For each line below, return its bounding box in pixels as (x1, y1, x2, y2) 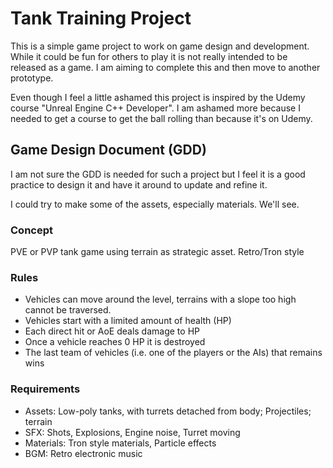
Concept (10, 223, 53, 237)
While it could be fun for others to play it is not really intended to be (10, 50, 288, 62)
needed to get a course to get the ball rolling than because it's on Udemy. (10, 112, 313, 124)
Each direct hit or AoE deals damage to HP (24, 325, 200, 337)
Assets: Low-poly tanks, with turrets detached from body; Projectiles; (24, 405, 312, 417)
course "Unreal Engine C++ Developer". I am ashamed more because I (10, 102, 301, 114)
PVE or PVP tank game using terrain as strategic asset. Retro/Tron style (10, 246, 305, 258)
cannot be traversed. (24, 304, 112, 316)
